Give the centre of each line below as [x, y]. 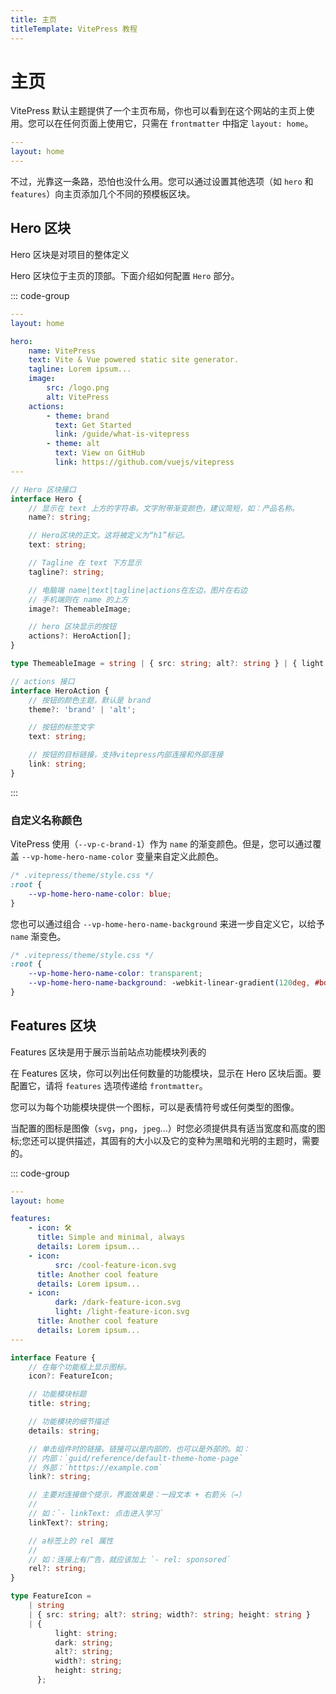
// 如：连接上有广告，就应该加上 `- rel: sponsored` [130, 1559]
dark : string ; [84, 1642]
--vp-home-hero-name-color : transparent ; [115, 974]
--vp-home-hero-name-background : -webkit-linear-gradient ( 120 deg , [169, 983]
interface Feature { [53, 1357]
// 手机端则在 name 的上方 [78, 599]
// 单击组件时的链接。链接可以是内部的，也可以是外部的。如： [139, 1449]
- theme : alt [73, 444]
